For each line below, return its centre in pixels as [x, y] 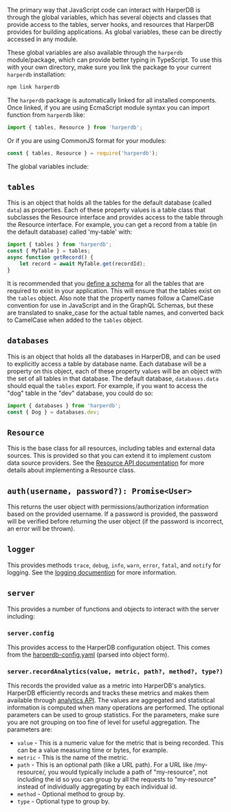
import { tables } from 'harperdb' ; [59, 245]
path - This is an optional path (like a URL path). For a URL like [105, 765]
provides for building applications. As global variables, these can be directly [114, 32]
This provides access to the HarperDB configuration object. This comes [109, 647]
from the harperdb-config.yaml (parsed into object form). [88, 654]
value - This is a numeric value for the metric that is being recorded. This [120, 743]
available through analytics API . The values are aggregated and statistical [111, 701]
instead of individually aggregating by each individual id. [97, 787]
